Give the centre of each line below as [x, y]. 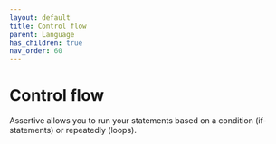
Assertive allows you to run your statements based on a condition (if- [138, 121]
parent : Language [42, 34]
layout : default [40, 18]
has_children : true [46, 43]
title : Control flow [48, 26]
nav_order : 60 [36, 51]
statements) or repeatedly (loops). [73, 130]
